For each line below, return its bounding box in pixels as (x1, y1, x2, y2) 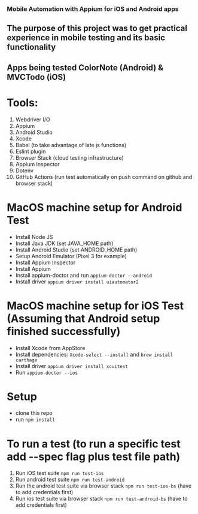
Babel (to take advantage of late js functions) (15, 141, 127, 148)
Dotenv (15, 167, 33, 174)
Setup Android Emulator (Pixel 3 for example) (15, 252, 127, 259)
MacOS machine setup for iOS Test (7, 299, 184, 312)
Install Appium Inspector (15, 259, 76, 266)
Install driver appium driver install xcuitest (15, 362, 128, 369)
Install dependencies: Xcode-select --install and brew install (15, 351, 173, 358)
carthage (15, 357, 38, 363)
